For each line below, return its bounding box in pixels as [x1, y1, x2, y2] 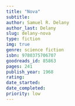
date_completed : [6, 85, 46, 91]
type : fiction [6, 36, 41, 42]
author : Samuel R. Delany [6, 19, 69, 25]
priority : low [6, 91, 41, 97]
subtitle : [6, 14, 30, 20]
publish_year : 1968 [6, 69, 54, 75]
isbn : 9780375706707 [6, 52, 57, 58]
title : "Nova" [6, 8, 41, 15]
